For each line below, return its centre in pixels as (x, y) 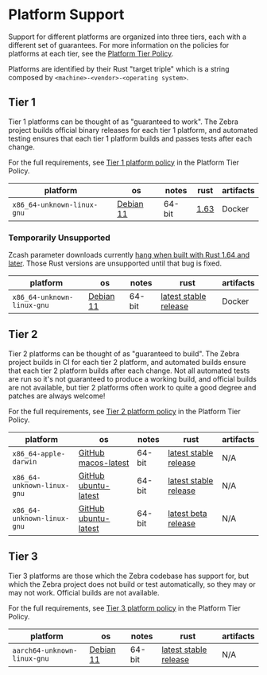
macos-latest (104, 463)
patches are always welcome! (57, 396)
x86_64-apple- (39, 454)
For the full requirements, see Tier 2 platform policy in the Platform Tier (124, 411)
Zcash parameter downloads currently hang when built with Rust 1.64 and (129, 255)
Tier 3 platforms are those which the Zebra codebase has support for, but (129, 576)
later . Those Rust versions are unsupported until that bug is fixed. (115, 263)
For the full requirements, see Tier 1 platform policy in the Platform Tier (124, 162)
